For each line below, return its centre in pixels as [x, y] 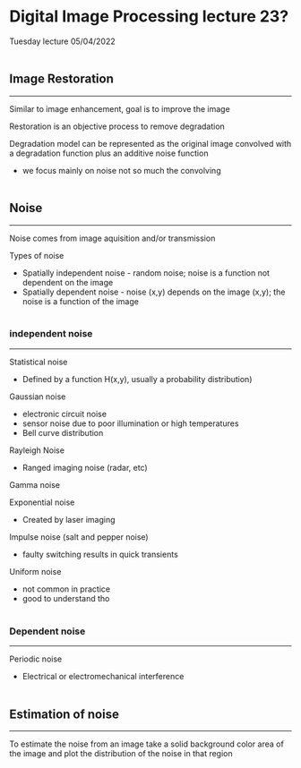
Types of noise [37, 255]
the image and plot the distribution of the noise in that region [121, 753]
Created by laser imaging [69, 519]
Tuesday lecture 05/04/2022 [62, 41]
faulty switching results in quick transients [100, 554]
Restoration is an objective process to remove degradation [117, 126]
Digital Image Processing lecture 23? [149, 17]
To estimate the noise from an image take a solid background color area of [146, 744]
